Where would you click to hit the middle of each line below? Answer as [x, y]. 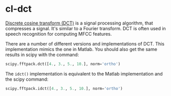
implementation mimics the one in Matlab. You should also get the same [81, 49]
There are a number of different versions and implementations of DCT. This [85, 43]
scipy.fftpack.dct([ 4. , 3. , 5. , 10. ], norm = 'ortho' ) [63, 64]
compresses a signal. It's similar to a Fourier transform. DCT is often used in [85, 28]
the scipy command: [27, 79]
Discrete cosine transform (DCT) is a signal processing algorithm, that [79, 23]
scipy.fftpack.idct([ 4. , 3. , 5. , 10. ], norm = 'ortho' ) [64, 88]
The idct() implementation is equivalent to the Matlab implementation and [84, 74]
